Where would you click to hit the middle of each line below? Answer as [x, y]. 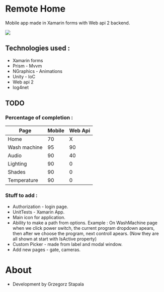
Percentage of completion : [39, 118]
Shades [17, 172]
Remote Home [35, 9]
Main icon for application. [39, 217]
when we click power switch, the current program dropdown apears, [84, 228]
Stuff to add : [21, 195]
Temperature [23, 180]
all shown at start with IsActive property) [55, 239]
